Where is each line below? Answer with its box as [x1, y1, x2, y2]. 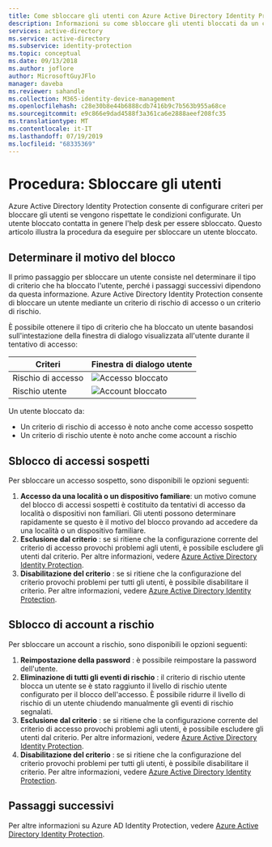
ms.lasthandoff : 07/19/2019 [8, 132, 104, 140]
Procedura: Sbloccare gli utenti [8, 175, 222, 193]
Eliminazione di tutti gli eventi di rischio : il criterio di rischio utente [19, 672, 246, 682]
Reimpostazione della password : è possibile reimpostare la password [19, 655, 257, 665]
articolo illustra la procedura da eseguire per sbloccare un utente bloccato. [8, 228, 257, 237]
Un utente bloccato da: [8, 406, 85, 416]
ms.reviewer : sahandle [8, 87, 85, 96]
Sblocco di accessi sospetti [8, 454, 150, 468]
